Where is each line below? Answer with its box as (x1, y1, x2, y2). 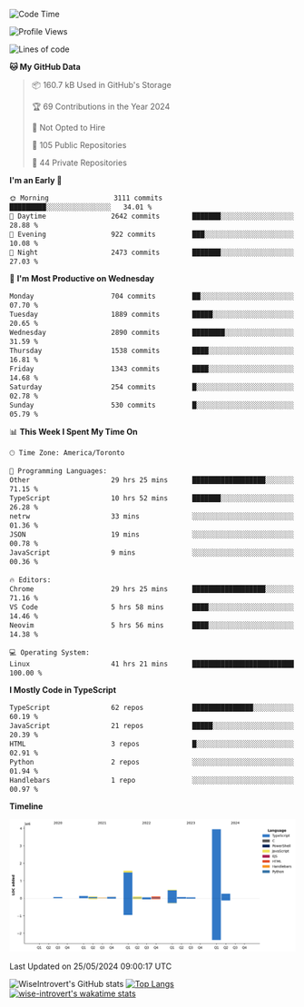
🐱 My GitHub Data (9, 62, 82, 72)
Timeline (9, 801, 44, 812)
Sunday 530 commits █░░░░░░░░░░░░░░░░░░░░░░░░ (9, 400, 295, 410)
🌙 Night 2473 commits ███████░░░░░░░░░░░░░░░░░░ (9, 248, 295, 257)
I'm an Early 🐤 (9, 175, 63, 185)
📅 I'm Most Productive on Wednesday (9, 273, 154, 283)
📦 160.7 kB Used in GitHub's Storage (31, 80, 172, 90)
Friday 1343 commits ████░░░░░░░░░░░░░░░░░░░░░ (9, 364, 295, 373)
